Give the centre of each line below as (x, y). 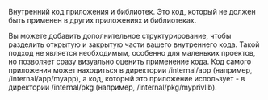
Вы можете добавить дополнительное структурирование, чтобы (120, 36)
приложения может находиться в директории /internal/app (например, (130, 70)
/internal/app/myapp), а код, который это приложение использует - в (127, 79)
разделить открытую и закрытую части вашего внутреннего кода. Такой (134, 44)
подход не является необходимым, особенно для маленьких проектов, (132, 53)
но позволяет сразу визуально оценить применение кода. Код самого (130, 61)
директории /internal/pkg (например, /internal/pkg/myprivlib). (113, 87)
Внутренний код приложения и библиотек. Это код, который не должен (132, 12)
